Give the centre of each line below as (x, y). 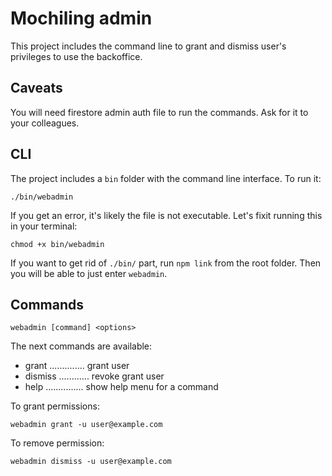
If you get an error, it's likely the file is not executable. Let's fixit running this (166, 215)
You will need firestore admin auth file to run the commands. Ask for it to (159, 112)
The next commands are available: (81, 346)
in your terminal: (44, 226)
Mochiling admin (81, 18)
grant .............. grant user (77, 366)
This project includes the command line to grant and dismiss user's (148, 46)
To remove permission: (57, 443)
